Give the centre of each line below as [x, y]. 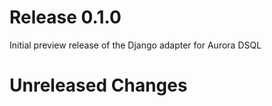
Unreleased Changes [98, 85]
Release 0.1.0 [65, 17]
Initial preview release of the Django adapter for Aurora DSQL [135, 45]
